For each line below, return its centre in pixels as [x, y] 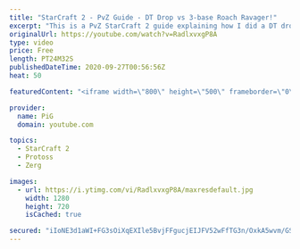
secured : [25, 231]
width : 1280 [47, 198]
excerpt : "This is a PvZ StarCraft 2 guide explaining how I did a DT [143, 26]
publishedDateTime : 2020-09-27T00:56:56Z [87, 68]
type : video [31, 42]
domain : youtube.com [55, 124]
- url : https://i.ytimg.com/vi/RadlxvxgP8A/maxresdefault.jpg [135, 190]
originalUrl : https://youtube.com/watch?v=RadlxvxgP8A [113, 34]
